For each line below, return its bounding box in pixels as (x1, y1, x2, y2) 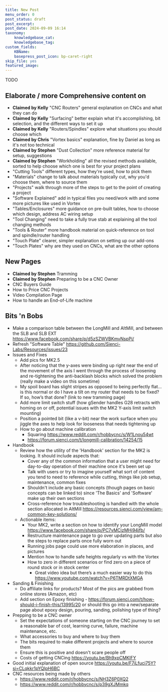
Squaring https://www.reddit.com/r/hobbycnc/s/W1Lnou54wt (27, 431, 154, 437)
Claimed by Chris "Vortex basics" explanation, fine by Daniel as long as (12, 136, 160, 143)
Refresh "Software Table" (12, 341, 65, 347)
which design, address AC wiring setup (12, 211, 93, 217)
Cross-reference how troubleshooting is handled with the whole (27, 500, 159, 506)
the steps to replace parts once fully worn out (27, 537, 121, 543)
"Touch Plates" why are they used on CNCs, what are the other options (12, 243, 159, 249)
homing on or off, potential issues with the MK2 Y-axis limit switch (19, 405, 156, 411)
